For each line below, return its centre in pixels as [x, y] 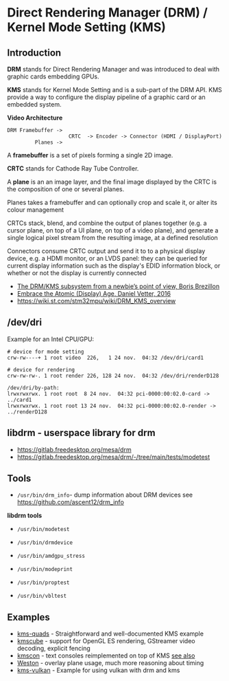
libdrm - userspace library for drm [81, 433]
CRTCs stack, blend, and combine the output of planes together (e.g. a [107, 223]
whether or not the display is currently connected [77, 273]
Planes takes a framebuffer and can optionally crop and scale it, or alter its [112, 202]
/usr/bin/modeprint [45, 570]
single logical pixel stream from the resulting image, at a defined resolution [112, 238]
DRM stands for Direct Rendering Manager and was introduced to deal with [113, 69]
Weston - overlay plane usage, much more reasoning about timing [110, 663]
